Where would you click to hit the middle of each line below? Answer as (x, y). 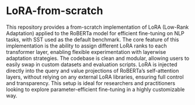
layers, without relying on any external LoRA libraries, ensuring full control (95, 77)
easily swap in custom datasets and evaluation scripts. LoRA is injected (92, 64)
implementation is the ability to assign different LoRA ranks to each (87, 46)
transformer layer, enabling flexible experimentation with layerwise (86, 52)
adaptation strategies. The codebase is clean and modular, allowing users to (98, 58)
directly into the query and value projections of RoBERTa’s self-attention (93, 70)
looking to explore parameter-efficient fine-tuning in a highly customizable (95, 89)
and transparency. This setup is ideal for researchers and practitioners (91, 83)
